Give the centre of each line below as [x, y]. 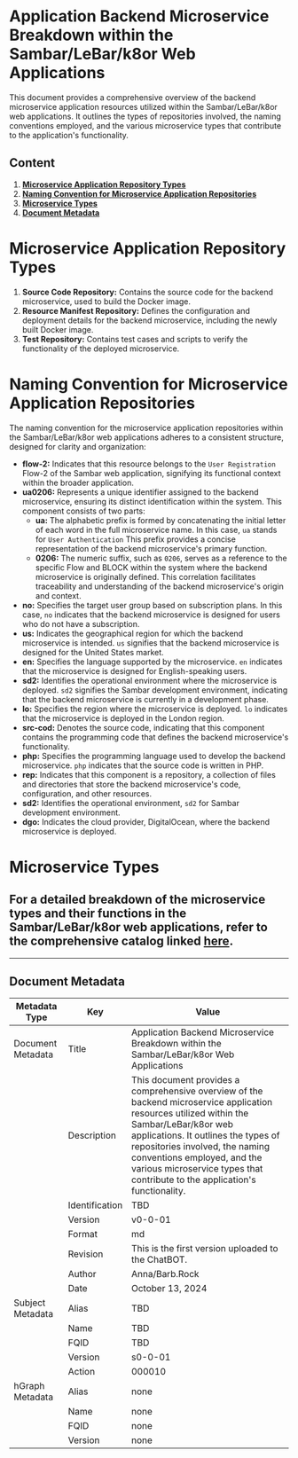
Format [82, 1235]
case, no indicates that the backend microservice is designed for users [151, 615]
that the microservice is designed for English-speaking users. [134, 670]
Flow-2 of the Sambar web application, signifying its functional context [151, 473]
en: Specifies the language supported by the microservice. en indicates [152, 662]
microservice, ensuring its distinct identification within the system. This [152, 501]
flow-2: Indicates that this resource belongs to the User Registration [149, 464]
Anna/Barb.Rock [165, 1274]
